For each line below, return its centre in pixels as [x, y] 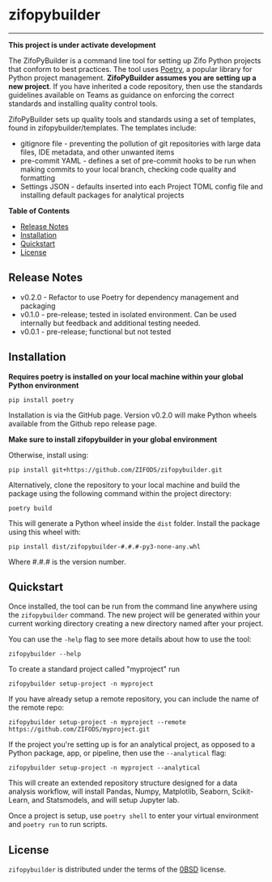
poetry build [30, 508]
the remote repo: [36, 708]
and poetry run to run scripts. [58, 825]
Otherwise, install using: [49, 455]
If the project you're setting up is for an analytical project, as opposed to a [132, 744]
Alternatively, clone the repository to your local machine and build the [124, 485]
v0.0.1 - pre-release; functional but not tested [96, 331]
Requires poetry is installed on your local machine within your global [126, 376]
